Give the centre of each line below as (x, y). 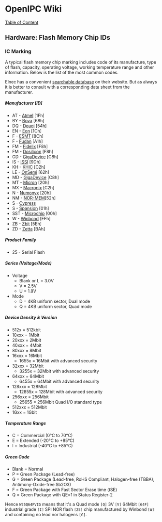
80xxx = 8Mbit (27, 350)
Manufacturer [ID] (24, 103)
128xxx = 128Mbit (29, 386)
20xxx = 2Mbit (26, 340)
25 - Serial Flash (28, 252)
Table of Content (22, 22)
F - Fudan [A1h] (27, 141)
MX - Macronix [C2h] (33, 187)
